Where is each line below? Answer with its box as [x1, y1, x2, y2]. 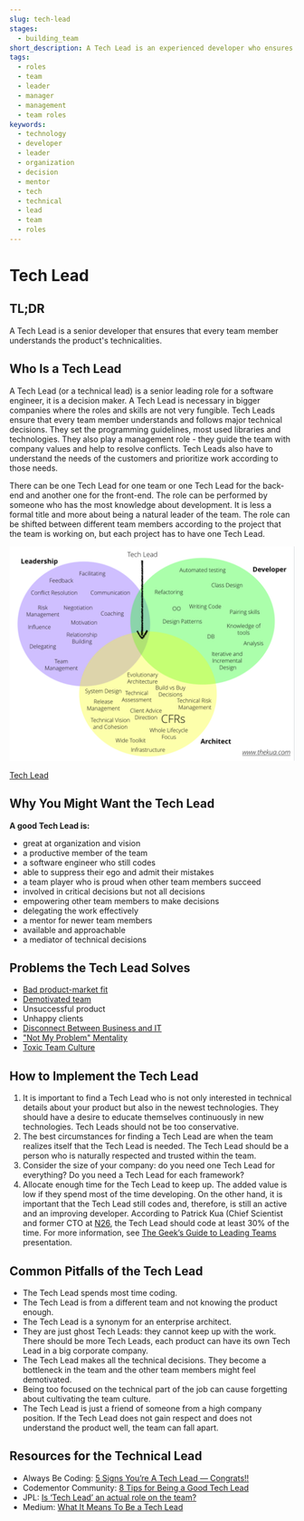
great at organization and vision [22, 837, 141, 848]
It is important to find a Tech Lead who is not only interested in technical [22, 1093, 292, 1104]
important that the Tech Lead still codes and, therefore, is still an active [22, 1198, 288, 1210]
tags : [9, 53, 30, 63]
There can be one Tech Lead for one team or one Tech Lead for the [9, 480, 261, 491]
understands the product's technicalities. [9, 335, 163, 346]
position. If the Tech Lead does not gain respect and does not [22, 1412, 252, 1423]
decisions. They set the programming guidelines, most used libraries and [9, 424, 281, 434]
